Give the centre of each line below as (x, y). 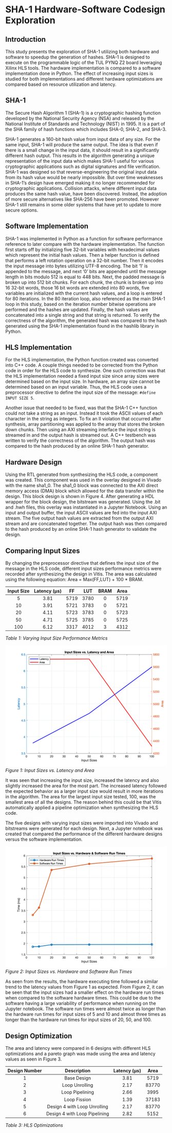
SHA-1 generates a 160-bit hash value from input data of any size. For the (83, 139)
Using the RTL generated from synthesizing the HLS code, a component (82, 475)
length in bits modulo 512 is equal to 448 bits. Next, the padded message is (85, 277)
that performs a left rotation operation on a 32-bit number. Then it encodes (84, 260)
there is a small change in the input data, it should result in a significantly (82, 150)
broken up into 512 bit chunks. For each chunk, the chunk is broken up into (84, 282)
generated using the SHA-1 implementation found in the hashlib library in (82, 326)
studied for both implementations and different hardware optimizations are (84, 79)
